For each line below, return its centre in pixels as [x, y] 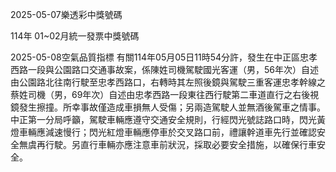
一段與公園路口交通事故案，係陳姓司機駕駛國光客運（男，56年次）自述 [173, 69]
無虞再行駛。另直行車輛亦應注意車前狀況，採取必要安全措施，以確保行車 [167, 144]
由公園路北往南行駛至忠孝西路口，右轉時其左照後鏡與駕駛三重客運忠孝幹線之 [168, 82]
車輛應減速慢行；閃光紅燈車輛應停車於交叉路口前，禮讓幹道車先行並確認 [167, 132]
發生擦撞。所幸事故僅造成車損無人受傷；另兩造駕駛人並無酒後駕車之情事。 [172, 107]
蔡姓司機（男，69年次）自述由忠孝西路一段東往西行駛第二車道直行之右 [156, 94]
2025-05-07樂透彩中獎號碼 [66, 14]
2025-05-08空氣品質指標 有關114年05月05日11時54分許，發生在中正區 [155, 57]
